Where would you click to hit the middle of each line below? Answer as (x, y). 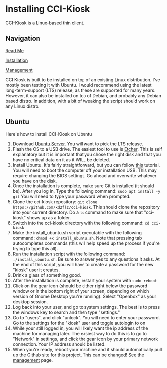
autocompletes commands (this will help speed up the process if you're (86, 243)
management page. (33, 360)
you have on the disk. (35, 181)
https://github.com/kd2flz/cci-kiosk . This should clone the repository (86, 207)
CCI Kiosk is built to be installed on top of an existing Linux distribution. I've (83, 80)
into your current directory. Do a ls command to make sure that (78, 212)
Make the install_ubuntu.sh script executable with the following (77, 232)
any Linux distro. (23, 106)
